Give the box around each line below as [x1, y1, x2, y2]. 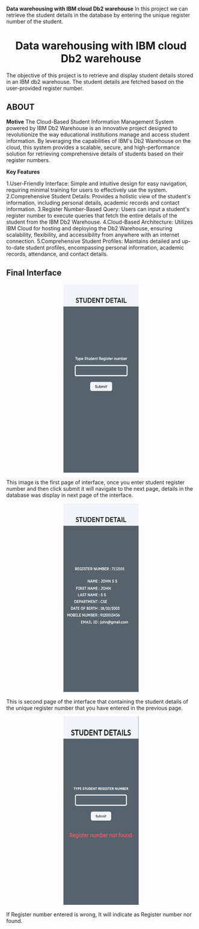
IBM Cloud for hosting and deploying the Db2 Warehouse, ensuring [6, 224, 173, 231]
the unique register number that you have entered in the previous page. [6, 704, 183, 711]
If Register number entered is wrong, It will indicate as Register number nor [6, 910, 192, 918]
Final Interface [6, 268, 62, 278]
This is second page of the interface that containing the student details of [6, 698, 188, 705]
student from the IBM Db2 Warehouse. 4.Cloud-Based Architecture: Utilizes [6, 218, 194, 225]
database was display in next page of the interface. [6, 491, 133, 499]
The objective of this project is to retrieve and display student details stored [6, 72, 194, 79]
